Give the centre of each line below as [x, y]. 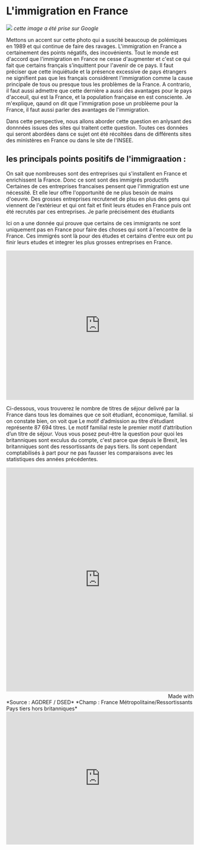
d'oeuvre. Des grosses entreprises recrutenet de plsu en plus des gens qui [98, 199]
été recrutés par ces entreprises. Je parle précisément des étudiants [90, 211]
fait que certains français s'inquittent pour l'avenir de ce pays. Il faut [90, 65]
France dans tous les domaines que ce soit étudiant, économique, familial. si [100, 415]
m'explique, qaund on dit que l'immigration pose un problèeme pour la [92, 103]
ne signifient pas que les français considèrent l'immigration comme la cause [100, 78]
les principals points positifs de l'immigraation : [96, 159]
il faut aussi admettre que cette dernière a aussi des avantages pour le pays [99, 90]
